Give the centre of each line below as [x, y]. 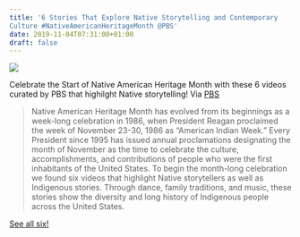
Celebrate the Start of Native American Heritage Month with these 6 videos [148, 85]
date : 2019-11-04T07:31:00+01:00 [72, 34]
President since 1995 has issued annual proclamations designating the [161, 140]
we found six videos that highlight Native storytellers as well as [147, 178]
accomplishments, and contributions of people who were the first [152, 159]
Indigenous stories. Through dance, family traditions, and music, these [161, 188]
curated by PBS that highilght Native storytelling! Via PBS [114, 94]
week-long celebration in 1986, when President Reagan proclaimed [155, 121]
